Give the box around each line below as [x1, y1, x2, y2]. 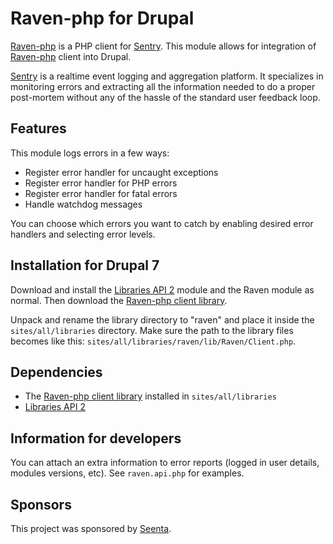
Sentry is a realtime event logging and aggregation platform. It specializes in [10, 70, 324, 82]
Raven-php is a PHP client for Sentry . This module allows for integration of [10, 40, 317, 52]
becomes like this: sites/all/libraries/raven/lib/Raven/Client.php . [10, 335, 297, 347]
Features [10, 120, 67, 137]
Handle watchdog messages [24, 198, 143, 210]
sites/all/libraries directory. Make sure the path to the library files [10, 324, 294, 336]
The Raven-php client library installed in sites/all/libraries [24, 390, 277, 402]
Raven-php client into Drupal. [10, 50, 132, 62]
